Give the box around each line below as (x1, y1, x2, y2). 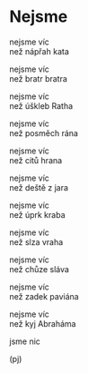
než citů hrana (9, 154, 63, 165)
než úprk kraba (9, 209, 66, 220)
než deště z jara (9, 182, 69, 192)
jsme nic (9, 336, 40, 347)
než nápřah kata (9, 45, 70, 56)
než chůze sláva (9, 263, 70, 274)
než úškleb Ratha (9, 100, 74, 111)
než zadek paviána (9, 290, 79, 301)
